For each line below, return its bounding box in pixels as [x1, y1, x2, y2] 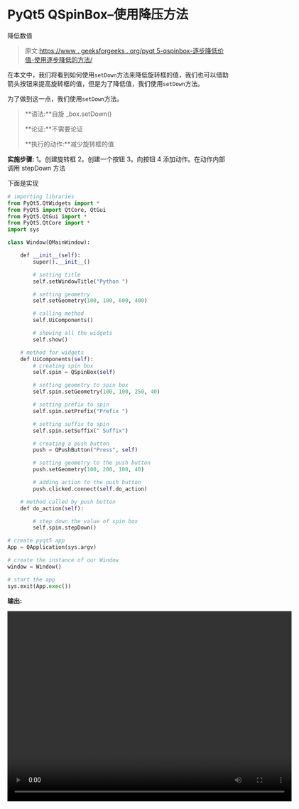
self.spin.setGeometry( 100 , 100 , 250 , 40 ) [33, 388, 161, 395]
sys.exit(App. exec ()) [7, 582, 72, 590]
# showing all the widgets [33, 330, 113, 337]
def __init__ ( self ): [20, 252, 81, 259]
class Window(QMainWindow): [7, 239, 91, 246]
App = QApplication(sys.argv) [7, 544, 97, 551]
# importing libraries [7, 193, 75, 200]
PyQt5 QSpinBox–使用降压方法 [7, 6, 189, 23]
